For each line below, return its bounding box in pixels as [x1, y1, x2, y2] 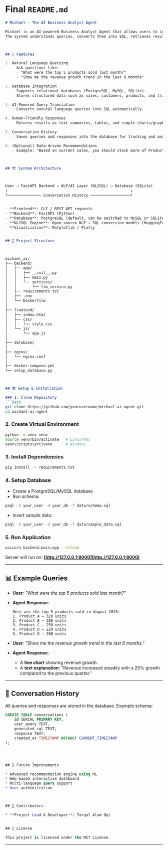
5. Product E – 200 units [12, 631, 66, 636]
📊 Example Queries [5, 574, 68, 583]
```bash [5, 400, 21, 405]
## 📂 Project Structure [5, 238, 55, 244]
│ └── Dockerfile [5, 298, 46, 303]
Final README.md [5, 4, 68, 15]
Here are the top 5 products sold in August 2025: [12, 609, 120, 614]
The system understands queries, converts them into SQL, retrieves [5, 34, 151, 39]
